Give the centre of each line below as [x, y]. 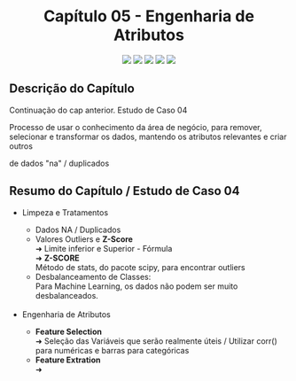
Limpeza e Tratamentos [65, 212]
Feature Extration [68, 360]
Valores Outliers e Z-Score [84, 239]
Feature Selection [68, 331]
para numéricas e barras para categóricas [112, 350]
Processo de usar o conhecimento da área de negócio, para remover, [136, 127]
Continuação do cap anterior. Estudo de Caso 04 [98, 110]
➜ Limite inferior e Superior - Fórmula [104, 248]
